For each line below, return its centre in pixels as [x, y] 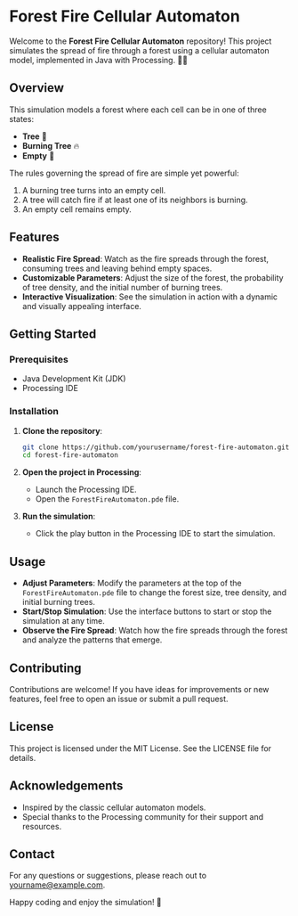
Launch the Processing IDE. [86, 490]
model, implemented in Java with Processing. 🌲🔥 [99, 60]
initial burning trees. [59, 602]
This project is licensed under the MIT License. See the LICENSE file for [141, 748]
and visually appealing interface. [82, 306]
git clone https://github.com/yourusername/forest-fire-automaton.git [156, 447]
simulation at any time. [63, 621]
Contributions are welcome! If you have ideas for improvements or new [139, 689]
